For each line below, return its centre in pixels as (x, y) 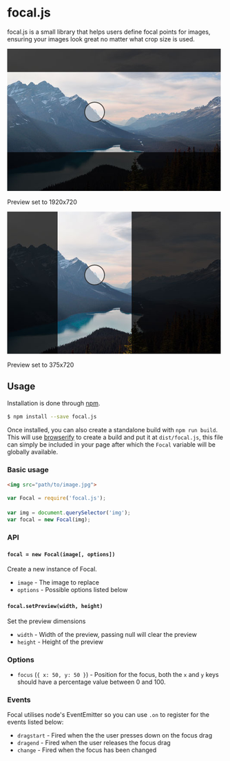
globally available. (33, 451)
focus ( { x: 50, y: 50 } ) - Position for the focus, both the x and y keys (118, 674)
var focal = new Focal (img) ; (49, 520)
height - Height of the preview (60, 642)
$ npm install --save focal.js (52, 416)
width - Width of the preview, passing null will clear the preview (107, 634)
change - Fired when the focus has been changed (87, 750)
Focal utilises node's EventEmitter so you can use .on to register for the (108, 715)
